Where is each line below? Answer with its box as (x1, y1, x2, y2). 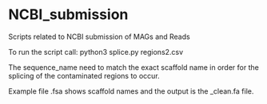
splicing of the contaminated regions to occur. (8, 71, 160, 80)
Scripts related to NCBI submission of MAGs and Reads (8, 32, 190, 41)
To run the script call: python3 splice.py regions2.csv (8, 47, 184, 56)
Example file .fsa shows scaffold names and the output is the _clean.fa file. (8, 86, 254, 96)
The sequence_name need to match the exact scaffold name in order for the (8, 62, 260, 72)
